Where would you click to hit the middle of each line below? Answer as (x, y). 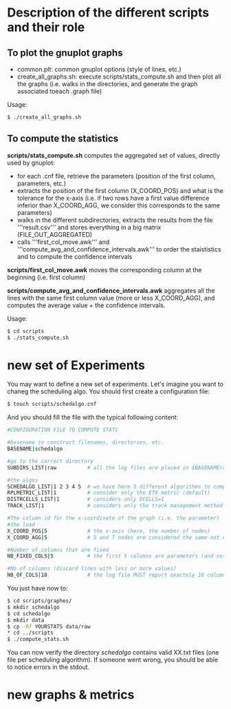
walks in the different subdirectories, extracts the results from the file (115, 220)
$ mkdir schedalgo (33, 607)
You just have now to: (37, 588)
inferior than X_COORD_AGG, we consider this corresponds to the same (119, 205)
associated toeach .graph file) (59, 91)
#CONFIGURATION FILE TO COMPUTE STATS (63, 430)
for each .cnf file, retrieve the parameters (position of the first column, (116, 176)
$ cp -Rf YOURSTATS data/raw (49, 626)
